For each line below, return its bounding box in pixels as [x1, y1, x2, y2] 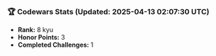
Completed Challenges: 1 [17, 40, 94, 49]
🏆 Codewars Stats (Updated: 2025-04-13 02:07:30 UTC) [7, 6, 210, 16]
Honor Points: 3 [17, 33, 65, 42]
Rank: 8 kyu [17, 26, 53, 34]
